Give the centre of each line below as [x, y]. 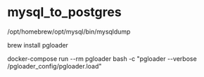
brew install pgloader [38, 45]
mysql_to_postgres [64, 12]
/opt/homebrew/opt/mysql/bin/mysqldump [69, 31]
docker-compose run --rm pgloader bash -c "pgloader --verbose [102, 58]
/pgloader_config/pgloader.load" [55, 66]
